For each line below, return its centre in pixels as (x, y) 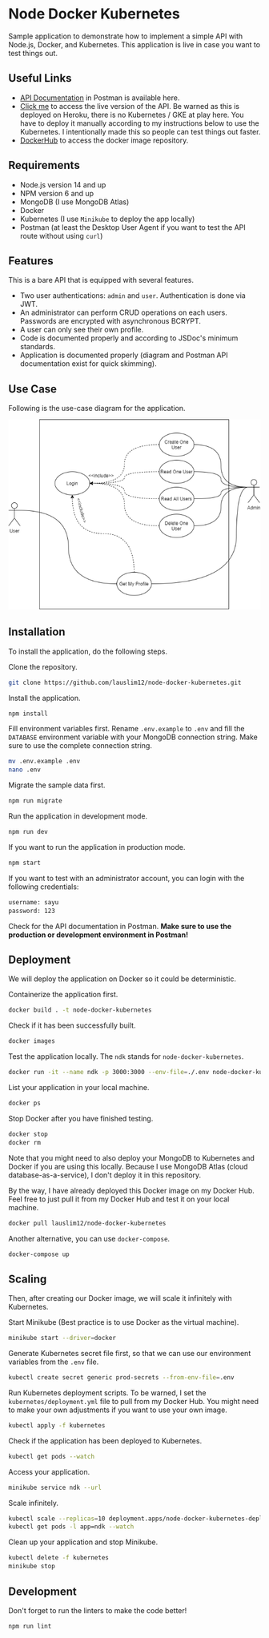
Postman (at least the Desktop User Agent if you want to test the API (132, 227)
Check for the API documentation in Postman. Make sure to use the (120, 926)
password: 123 (32, 911)
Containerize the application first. (63, 995)
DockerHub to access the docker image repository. (104, 140)
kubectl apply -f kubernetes (57, 1425)
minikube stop (32, 1567)
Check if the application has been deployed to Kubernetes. (105, 1441)
